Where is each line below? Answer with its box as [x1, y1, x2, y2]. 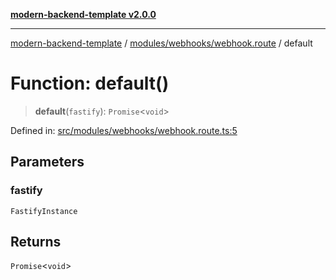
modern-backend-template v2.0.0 [10, 9, 157, 20]
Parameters [10, 154, 85, 171]
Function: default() [10, 72, 170, 95]
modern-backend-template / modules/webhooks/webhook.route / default [10, 37, 313, 49]
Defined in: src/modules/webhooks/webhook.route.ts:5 [10, 124, 238, 136]
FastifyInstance [10, 206, 78, 216]
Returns [10, 234, 62, 251]
